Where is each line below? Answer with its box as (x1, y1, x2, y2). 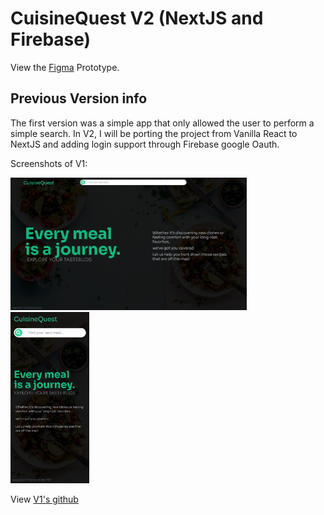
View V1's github (10, 493, 79, 505)
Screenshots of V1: (10, 157, 88, 169)
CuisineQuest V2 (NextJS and (10, 7, 264, 30)
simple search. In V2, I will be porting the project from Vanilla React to (10, 127, 298, 139)
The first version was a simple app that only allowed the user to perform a (10, 117, 315, 129)
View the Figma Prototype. (10, 61, 120, 73)
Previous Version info (10, 90, 148, 107)
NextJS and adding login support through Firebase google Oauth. (10, 138, 280, 150)
